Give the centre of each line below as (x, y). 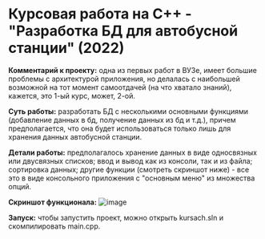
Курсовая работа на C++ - (100, 14)
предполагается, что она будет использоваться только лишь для (120, 128)
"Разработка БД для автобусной (123, 31)
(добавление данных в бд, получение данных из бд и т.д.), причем (122, 119)
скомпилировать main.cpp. (54, 226)
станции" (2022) (66, 48)
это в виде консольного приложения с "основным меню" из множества (132, 178)
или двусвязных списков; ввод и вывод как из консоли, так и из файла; (130, 160)
